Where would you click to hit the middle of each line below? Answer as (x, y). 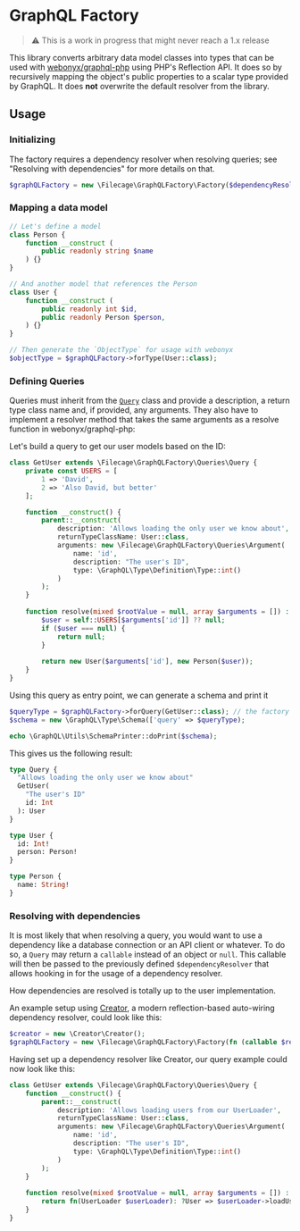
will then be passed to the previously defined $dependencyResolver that (139, 964)
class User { (33, 292)
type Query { (33, 769)
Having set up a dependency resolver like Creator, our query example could (148, 1059)
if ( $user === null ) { (83, 628)
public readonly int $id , (90, 309)
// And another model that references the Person (104, 284)
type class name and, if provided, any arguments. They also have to (134, 410)
